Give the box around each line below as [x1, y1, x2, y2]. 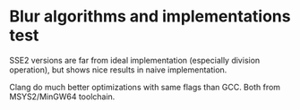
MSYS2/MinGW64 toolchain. [9, 91, 116, 102]
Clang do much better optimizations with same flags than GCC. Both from [9, 81, 280, 92]
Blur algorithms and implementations [9, 6, 291, 27]
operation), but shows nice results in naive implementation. [9, 64, 227, 75]
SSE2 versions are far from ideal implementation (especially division [9, 55, 261, 65]
